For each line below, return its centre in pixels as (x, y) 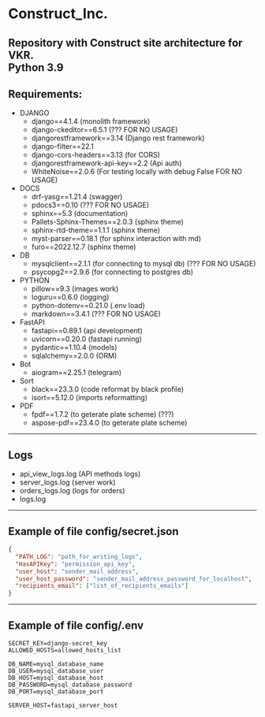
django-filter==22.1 (63, 147)
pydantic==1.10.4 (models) (74, 347)
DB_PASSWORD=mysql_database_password (70, 685)
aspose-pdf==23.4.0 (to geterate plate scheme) (109, 423)
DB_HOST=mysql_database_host (56, 678)
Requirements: (45, 94)
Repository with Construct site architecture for (125, 43)
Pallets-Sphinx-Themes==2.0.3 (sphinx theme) (107, 222)
